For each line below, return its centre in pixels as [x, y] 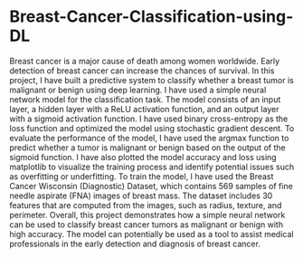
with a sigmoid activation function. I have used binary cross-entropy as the [149, 119]
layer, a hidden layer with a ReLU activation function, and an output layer [144, 109]
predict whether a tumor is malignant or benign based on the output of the [148, 148]
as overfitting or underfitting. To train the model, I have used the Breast [142, 176]
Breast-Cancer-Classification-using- [151, 17]
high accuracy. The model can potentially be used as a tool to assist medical [151, 234]
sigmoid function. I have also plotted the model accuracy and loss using [143, 157]
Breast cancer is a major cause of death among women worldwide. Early [145, 61]
